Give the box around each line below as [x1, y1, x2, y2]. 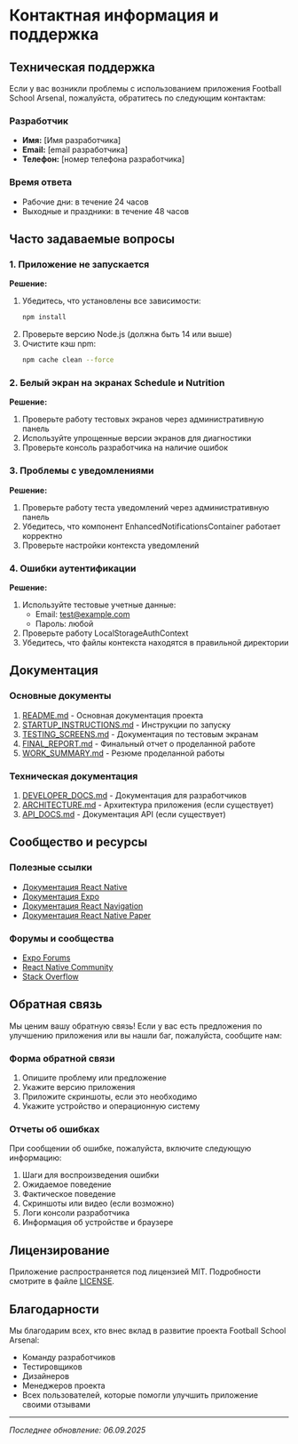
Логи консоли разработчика [21, 1207, 130, 1218]
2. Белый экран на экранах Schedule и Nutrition [9, 376, 225, 389]
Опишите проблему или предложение [21, 1072, 167, 1083]
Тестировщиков [21, 1361, 82, 1372]
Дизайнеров [21, 1370, 69, 1381]
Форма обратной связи [9, 1052, 115, 1064]
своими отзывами [21, 1399, 91, 1409]
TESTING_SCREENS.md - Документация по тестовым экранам [21, 728, 259, 739]
